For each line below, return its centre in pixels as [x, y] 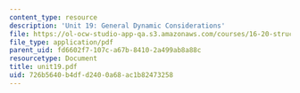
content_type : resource [54, 17]
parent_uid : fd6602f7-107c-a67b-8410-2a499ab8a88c [105, 50]
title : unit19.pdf [43, 67]
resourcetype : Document [54, 58]
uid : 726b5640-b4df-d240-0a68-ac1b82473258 [92, 75]
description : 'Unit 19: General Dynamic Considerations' [117, 26]
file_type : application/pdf [62, 42]
